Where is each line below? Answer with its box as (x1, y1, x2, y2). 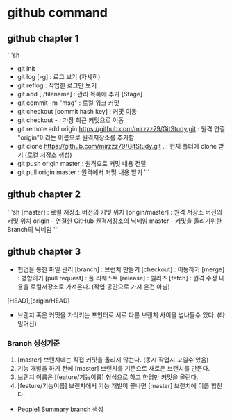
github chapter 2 (7, 189, 81, 201)
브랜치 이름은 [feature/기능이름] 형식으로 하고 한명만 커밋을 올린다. (17, 373, 199, 381)
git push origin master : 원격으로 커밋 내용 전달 (17, 160, 147, 167)
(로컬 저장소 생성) (24, 151, 72, 159)
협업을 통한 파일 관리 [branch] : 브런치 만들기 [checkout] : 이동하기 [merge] (17, 265, 225, 274)
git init (17, 65, 35, 72)
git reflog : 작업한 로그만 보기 (17, 81, 97, 90)
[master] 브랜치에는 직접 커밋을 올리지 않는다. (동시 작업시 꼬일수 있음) (17, 355, 209, 364)
